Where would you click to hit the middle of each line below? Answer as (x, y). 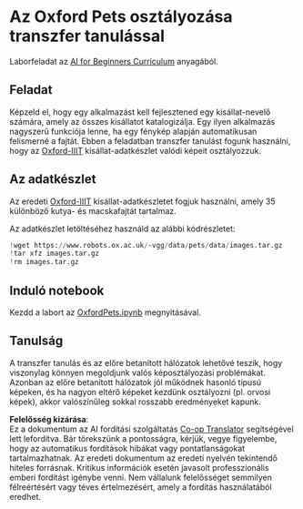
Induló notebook (57, 290)
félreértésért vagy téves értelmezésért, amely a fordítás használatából (141, 487)
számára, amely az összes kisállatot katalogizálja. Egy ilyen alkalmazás (142, 121)
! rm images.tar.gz (44, 262)
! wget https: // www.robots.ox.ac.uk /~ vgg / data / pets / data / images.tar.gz (146, 245)
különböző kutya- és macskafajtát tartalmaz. (93, 210)
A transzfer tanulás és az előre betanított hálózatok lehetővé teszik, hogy (146, 362)
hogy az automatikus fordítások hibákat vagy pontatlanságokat (127, 448)
